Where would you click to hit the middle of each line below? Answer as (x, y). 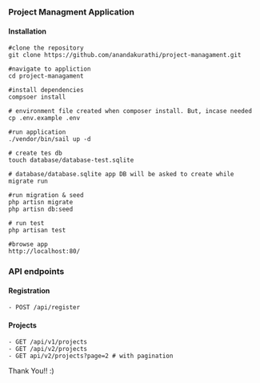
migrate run (28, 181)
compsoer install (37, 97)
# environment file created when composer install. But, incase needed (130, 111)
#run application (37, 132)
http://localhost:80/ (44, 252)
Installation (27, 31)
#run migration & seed (46, 196)
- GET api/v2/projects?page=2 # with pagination (91, 356)
